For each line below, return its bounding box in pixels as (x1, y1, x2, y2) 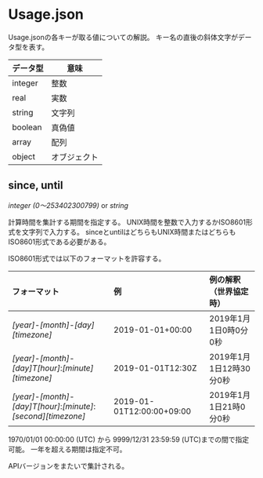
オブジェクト (51, 151, 99, 162)
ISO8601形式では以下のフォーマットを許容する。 (8, 254, 166, 263)
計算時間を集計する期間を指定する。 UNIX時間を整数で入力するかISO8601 (8, 217, 247, 227)
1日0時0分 (209, 324, 249, 335)
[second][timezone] (12, 410, 86, 421)
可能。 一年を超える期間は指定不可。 (8, 444, 127, 454)
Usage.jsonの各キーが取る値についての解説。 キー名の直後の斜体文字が (8, 32, 239, 42)
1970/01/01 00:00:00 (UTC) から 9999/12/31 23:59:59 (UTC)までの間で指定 (8, 434, 250, 444)
